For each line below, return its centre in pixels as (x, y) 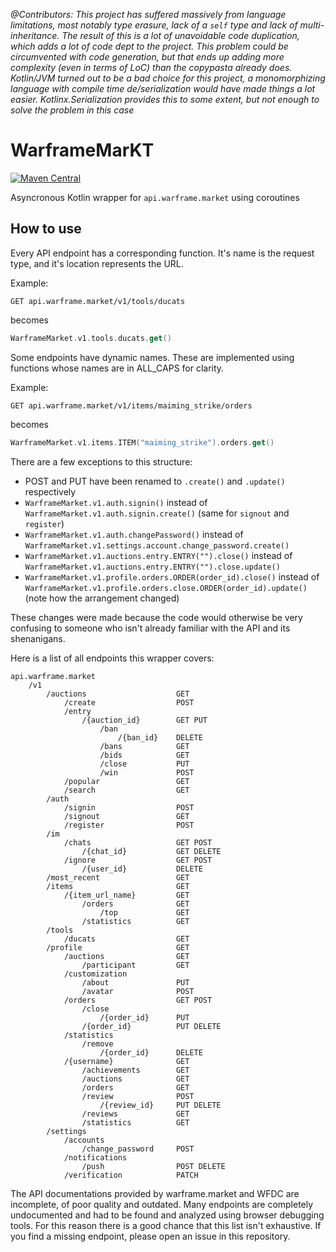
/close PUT (144, 764)
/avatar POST (138, 991)
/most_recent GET (118, 877)
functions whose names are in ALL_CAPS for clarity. (117, 368)
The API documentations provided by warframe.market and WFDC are (155, 1193)
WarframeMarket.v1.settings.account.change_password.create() (157, 545)
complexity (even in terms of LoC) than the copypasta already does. (151, 67)
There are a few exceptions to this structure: (101, 461)
